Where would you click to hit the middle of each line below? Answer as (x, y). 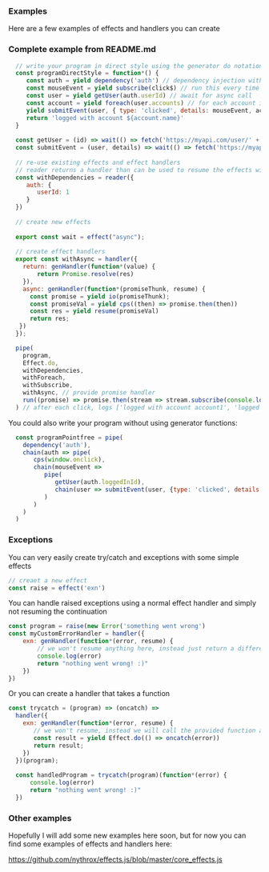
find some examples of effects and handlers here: (90, 844)
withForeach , (44, 378)
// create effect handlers (60, 252)
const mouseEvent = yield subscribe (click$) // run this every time (143, 88)
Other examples (40, 818)
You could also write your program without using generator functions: (123, 422)
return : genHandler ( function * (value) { (89, 267)
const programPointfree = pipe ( (70, 438)
